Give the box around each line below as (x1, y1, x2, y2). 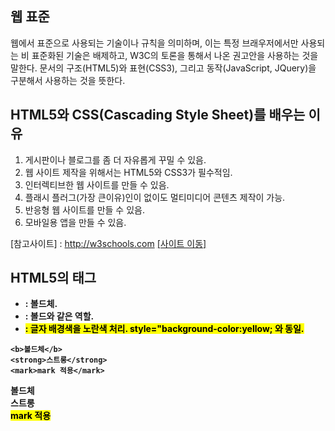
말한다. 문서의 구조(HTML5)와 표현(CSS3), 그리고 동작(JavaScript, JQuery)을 (10, 62, 317, 74)
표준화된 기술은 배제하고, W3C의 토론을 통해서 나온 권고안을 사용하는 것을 (31, 49, 319, 61)
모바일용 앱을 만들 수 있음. (24, 216, 127, 228)
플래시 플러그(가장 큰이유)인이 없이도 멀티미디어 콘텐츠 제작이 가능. (24, 191, 286, 203)
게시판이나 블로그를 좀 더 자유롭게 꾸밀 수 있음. (24, 153, 207, 166)
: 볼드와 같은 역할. (24, 310, 95, 322)
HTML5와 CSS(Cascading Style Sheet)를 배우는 (10, 107, 306, 124)
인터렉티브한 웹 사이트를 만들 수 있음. (24, 178, 170, 191)
